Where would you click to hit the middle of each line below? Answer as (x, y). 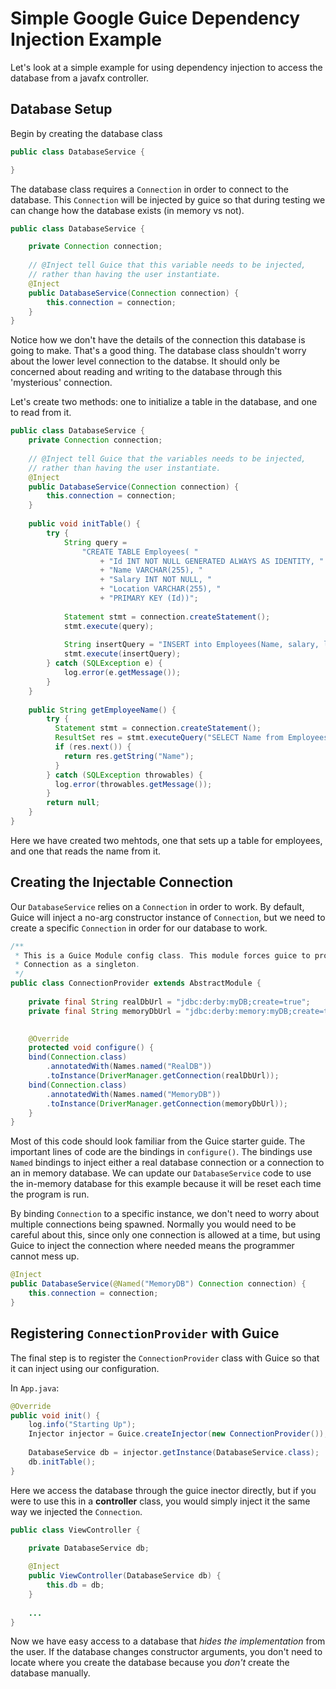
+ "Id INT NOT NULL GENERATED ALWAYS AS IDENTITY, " (212, 561)
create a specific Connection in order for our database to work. (139, 928)
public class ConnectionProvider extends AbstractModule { (136, 983)
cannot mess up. (45, 1256)
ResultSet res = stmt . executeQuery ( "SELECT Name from (169, 738)
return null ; (73, 803)
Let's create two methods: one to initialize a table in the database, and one (164, 402)
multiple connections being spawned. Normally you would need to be (153, 1224)
